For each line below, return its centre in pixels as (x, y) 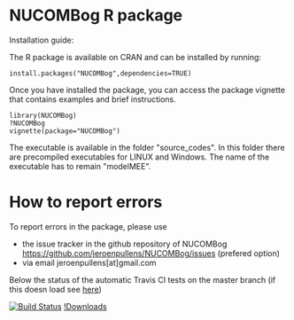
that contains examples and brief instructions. (93, 99)
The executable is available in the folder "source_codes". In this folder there (147, 147)
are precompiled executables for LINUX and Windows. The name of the (139, 157)
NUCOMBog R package (96, 16)
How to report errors (86, 203)
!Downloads (85, 306)
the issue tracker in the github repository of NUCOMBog (124, 244)
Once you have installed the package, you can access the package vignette (147, 90)
